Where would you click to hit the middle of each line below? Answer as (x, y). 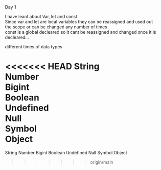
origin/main (102, 162)
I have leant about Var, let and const (41, 16)
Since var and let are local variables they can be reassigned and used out (79, 22)
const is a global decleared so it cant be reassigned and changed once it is (81, 32)
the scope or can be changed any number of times (56, 27)
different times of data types (34, 47)
